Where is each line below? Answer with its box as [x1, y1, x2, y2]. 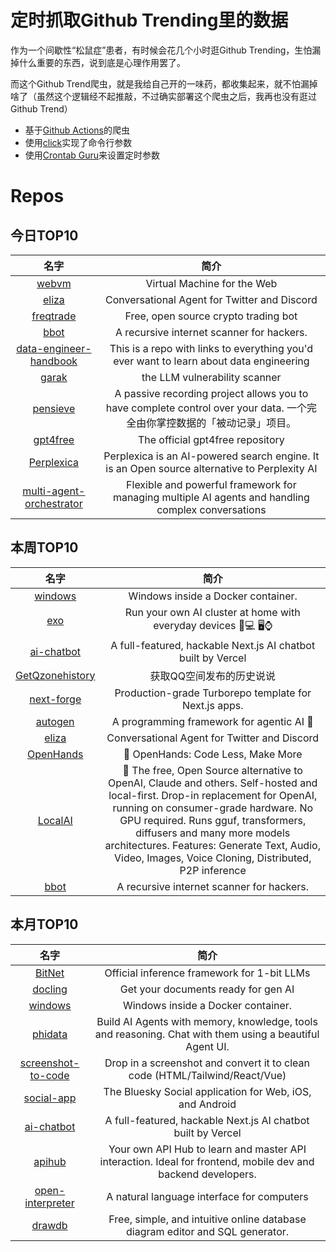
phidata [31, 1027, 68, 1041]
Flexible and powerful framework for [126, 477, 297, 491]
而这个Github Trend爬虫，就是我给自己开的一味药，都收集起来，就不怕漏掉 [10, 77, 318, 90]
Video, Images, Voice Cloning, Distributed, [114, 851, 312, 865]
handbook [29, 354, 78, 368]
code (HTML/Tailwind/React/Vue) [128, 1068, 287, 1082]
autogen [35, 714, 75, 728]
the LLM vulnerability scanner [141, 370, 282, 384]
